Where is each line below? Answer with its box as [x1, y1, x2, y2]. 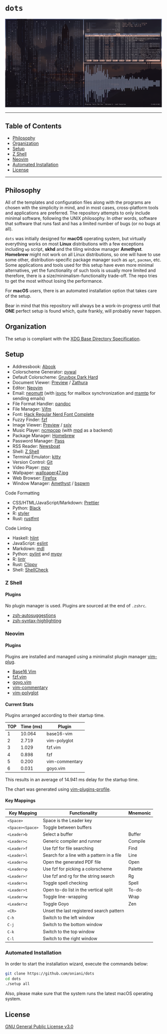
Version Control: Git [12, 459, 53, 465]
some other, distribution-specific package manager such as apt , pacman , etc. [5, 257, 162, 263]
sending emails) [12, 395, 45, 401]
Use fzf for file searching [43, 845, 94, 851]
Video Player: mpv [12, 464, 50, 470]
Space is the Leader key [43, 817, 92, 823]
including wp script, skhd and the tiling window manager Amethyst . [5, 246, 143, 252]
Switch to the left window [43, 915, 94, 921]
